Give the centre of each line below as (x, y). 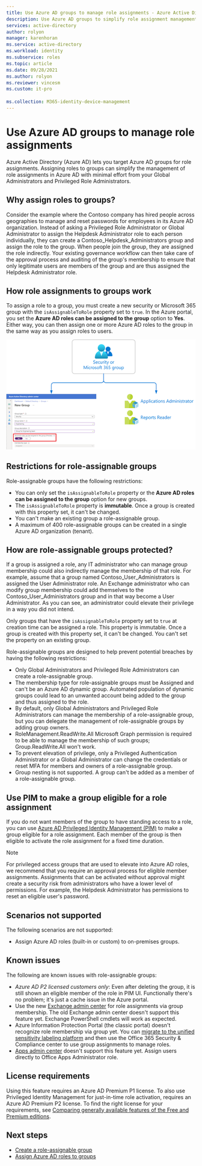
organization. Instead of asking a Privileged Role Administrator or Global (95, 227)
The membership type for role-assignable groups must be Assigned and (104, 683)
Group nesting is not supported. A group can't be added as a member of (104, 772)
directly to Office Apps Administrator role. (66, 1057)
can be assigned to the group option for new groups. (81, 499)
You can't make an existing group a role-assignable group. (87, 518)
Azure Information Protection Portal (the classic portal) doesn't (93, 1025)
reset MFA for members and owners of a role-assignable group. (94, 766)
